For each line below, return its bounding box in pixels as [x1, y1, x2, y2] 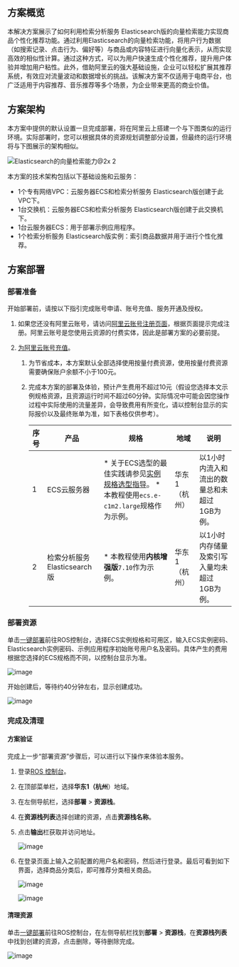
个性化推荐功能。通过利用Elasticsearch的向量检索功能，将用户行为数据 [13, 36, 221, 44]
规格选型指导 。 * [103, 480, 161, 490]
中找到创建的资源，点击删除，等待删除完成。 [7, 937, 139, 946]
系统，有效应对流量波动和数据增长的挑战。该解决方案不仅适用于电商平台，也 [7, 71, 232, 80]
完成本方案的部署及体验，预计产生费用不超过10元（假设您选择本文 [28, 383, 223, 391]
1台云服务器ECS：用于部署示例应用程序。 [17, 223, 139, 231]
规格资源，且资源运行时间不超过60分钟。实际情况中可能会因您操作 [34, 392, 230, 400]
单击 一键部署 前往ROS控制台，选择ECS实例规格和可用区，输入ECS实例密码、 [7, 635, 232, 644]
